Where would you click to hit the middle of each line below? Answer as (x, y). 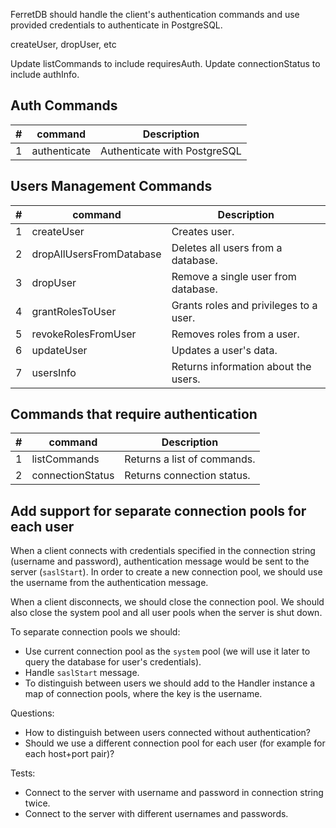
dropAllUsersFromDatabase (96, 254)
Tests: (23, 773)
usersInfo (54, 372)
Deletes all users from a (227, 247)
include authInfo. (45, 74)
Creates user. (203, 231)
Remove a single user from (234, 276)
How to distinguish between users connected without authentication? (167, 733)
